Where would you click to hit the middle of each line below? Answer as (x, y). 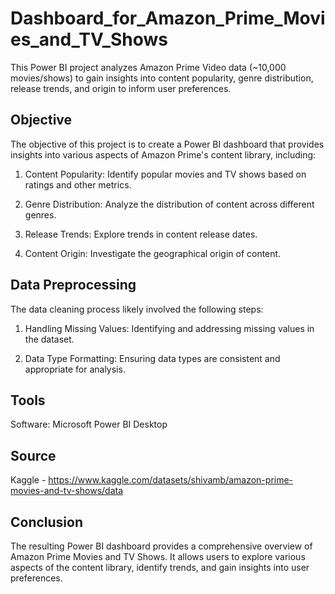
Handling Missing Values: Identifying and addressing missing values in (169, 328)
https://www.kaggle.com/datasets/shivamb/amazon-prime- (171, 480)
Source (33, 455)
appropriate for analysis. (75, 369)
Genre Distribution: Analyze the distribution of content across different (169, 204)
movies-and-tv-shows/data (67, 491)
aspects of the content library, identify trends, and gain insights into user (160, 567)
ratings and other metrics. (78, 184)
